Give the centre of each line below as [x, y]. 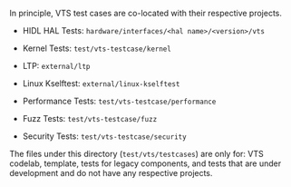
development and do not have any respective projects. [111, 173]
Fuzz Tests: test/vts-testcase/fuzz [90, 118]
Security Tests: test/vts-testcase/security [105, 136]
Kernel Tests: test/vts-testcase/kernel [97, 48]
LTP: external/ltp [56, 66]
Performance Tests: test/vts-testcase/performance [119, 101]
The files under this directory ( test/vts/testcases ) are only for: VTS [137, 154]
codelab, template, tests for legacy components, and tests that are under [145, 163]
